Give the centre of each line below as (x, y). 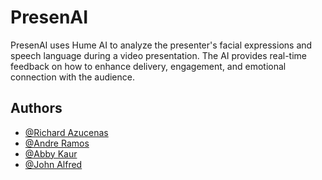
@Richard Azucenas (66, 132)
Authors (36, 108)
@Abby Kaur (51, 153)
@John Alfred (53, 164)
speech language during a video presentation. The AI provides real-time (158, 55)
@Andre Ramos (57, 143)
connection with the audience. (73, 77)
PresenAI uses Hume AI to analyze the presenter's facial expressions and (161, 45)
